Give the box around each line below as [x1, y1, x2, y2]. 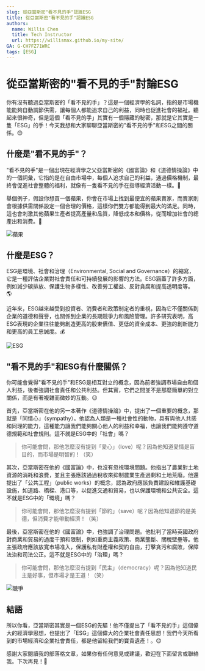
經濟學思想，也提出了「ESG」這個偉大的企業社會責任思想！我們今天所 [16, 629, 193, 637]
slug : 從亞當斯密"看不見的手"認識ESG [6, 9, 92, 15]
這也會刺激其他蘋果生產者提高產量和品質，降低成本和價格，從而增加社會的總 [6, 209, 199, 217]
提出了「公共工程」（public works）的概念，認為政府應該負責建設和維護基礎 [6, 479, 196, 487]
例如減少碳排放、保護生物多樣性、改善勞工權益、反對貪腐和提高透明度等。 [6, 283, 193, 290]
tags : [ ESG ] [6, 49, 37, 55]
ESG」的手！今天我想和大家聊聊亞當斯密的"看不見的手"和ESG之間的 [16, 121, 188, 129]
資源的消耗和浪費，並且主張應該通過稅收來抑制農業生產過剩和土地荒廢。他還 [6, 471, 199, 479]
